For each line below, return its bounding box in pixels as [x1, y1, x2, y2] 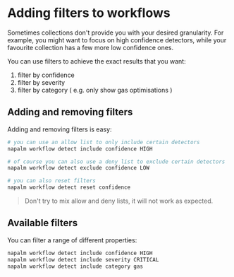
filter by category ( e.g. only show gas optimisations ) [17, 86, 173, 94]
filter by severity [17, 78, 66, 86]
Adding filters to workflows [7, 5, 171, 21]
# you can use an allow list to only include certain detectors [7, 138, 200, 146]
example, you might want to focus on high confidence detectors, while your [7, 35, 227, 44]
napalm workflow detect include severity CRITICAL [7, 256, 159, 263]
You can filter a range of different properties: [7, 235, 137, 244]
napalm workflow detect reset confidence [7, 184, 131, 191]
